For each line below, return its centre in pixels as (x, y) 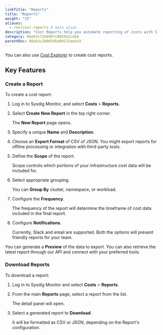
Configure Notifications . (37, 223)
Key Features (25, 70)
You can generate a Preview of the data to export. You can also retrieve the (81, 247)
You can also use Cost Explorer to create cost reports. (59, 55)
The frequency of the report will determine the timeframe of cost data (82, 208)
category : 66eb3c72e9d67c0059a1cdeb (42, 37)
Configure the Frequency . (38, 199)
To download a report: (27, 275)
